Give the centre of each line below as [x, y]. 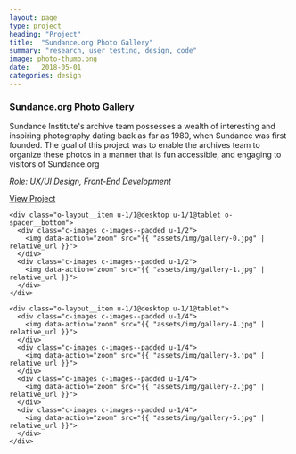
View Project [33, 199]
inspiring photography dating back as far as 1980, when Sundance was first [148, 136]
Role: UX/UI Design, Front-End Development [90, 182]
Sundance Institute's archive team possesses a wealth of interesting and [143, 127]
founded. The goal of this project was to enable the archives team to [135, 145]
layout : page [33, 17]
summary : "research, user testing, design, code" [103, 51]
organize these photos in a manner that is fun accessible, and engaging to [145, 155]
